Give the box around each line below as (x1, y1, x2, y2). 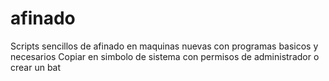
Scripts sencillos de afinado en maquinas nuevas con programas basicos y (10, 40, 319, 52)
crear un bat (10, 61, 62, 73)
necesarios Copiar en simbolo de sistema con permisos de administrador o (10, 50, 320, 62)
